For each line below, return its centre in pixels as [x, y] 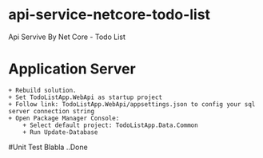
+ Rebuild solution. [43, 90]
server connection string [51, 111]
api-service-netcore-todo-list [109, 15]
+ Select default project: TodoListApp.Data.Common [110, 125]
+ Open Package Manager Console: [64, 118]
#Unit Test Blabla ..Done [48, 147]
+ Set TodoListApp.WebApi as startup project [85, 97]
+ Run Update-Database [60, 132]
